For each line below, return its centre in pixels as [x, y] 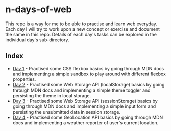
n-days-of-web [39, 9]
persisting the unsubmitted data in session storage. [67, 112]
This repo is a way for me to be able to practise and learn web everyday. [81, 24]
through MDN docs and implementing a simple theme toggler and [81, 90]
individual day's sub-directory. [37, 40]
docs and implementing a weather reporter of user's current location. [86, 123]
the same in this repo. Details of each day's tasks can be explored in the [81, 34]
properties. [24, 79]
